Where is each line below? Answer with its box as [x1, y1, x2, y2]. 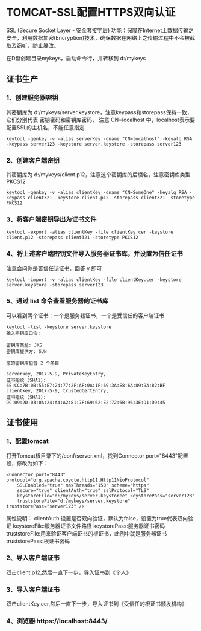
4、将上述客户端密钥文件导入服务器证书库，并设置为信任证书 [6, 250, 184, 258]
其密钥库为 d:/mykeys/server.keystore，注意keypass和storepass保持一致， [6, 108, 193, 115]
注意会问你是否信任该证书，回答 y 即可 [6, 264, 102, 272]
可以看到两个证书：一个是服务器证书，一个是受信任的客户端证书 [6, 312, 164, 319]
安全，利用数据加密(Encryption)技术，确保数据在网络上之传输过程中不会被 [6, 34, 190, 41]
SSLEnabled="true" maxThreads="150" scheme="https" [17, 482, 149, 488]
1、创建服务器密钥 [6, 94, 58, 102]
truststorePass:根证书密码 [6, 537, 70, 545]
